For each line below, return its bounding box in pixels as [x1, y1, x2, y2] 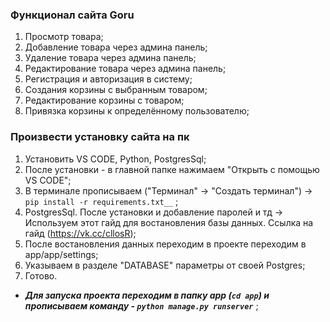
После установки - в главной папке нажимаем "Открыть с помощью [24, 163, 320, 175]
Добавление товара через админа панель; [24, 41, 208, 53]
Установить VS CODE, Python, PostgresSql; [24, 153, 207, 165]
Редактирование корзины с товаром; [24, 94, 185, 107]
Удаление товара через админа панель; [24, 52, 197, 64]
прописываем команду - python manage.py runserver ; [24, 299, 259, 312]
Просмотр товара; [24, 31, 104, 43]
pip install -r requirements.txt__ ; [24, 195, 179, 207]
